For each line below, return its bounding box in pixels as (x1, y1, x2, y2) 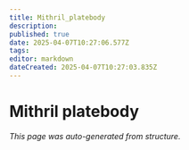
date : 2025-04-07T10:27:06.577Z (9, 37, 129, 47)
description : (9, 21, 58, 30)
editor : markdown (9, 54, 74, 63)
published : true (9, 29, 70, 38)
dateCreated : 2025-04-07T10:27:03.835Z (9, 63, 158, 72)
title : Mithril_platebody (9, 12, 105, 22)
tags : (9, 46, 29, 55)
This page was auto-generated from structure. (9, 130, 181, 141)
